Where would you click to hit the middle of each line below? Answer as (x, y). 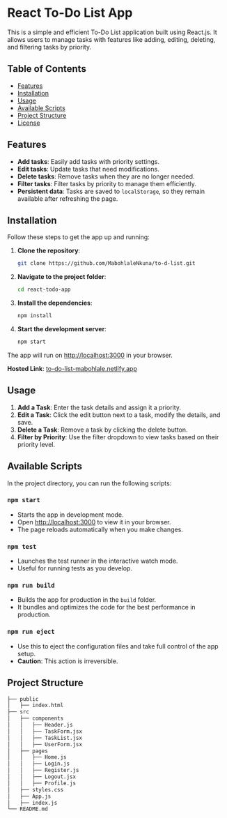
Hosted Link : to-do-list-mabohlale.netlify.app (72, 368)
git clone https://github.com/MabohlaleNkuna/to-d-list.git (106, 264)
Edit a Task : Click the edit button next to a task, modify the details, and (119, 415)
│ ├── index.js (32, 803)
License (29, 123)
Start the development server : (62, 329)
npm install (34, 316)
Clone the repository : (49, 251)
